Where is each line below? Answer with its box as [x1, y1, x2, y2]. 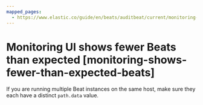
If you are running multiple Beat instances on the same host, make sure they [6, 85, 196, 93]
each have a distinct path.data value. [6, 92, 98, 99]
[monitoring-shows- [82, 53, 187, 67]
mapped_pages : [6, 8, 42, 15]
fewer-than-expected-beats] [6, 65, 155, 79]
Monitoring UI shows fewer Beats [6, 40, 176, 54]
